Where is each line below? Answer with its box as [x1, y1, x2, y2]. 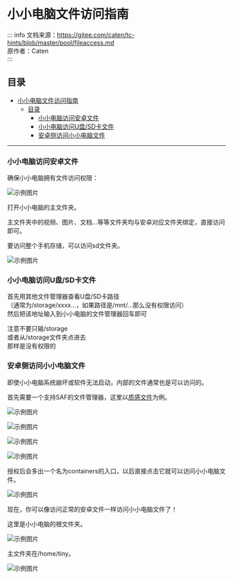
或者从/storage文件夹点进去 [7, 333, 87, 341]
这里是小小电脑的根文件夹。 [7, 519, 87, 528]
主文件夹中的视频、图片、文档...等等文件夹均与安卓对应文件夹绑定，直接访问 [7, 218, 225, 227]
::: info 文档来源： [7, 31, 58, 39]
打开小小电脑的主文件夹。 [7, 203, 80, 212]
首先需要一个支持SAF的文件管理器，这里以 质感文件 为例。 [7, 393, 171, 401]
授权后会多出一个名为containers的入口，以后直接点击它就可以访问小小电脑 [7, 466, 220, 475]
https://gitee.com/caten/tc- [56, 31, 135, 39]
